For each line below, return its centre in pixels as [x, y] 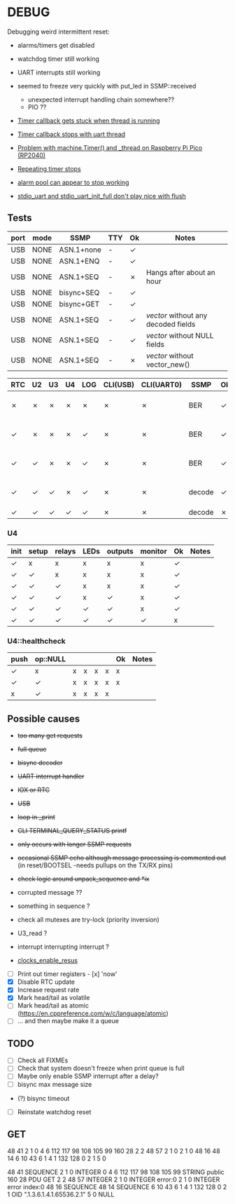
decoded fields [171, 324]
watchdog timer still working [58, 59]
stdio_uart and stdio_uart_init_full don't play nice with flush [102, 196]
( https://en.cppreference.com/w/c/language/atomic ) [93, 1013]
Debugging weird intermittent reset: [58, 32]
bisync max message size [55, 1084]
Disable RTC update [46, 982]
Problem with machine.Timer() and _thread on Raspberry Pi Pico [110, 147]
